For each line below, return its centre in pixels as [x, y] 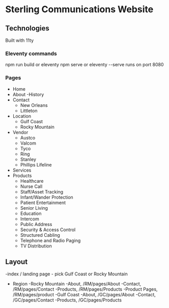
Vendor [20, 132]
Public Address [36, 224]
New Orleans [34, 105]
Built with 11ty [20, 40]
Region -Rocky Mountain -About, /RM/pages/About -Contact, [77, 284]
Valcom [28, 143]
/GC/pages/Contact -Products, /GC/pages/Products [67, 300]
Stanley [28, 159]
